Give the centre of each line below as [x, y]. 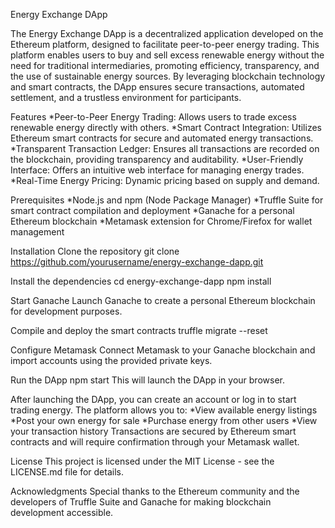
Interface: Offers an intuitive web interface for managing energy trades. [157, 170]
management [37, 232]
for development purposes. [66, 311]
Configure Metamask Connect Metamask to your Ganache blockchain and [163, 350]
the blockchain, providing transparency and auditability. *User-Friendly [157, 159]
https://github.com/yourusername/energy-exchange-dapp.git [137, 262]
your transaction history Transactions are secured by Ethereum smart [153, 431]
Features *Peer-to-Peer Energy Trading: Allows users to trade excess [153, 117]
